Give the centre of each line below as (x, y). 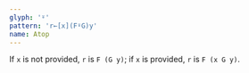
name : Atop (29, 34)
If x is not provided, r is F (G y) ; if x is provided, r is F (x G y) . (125, 60)
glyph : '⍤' (29, 17)
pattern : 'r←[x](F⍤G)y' (54, 26)
